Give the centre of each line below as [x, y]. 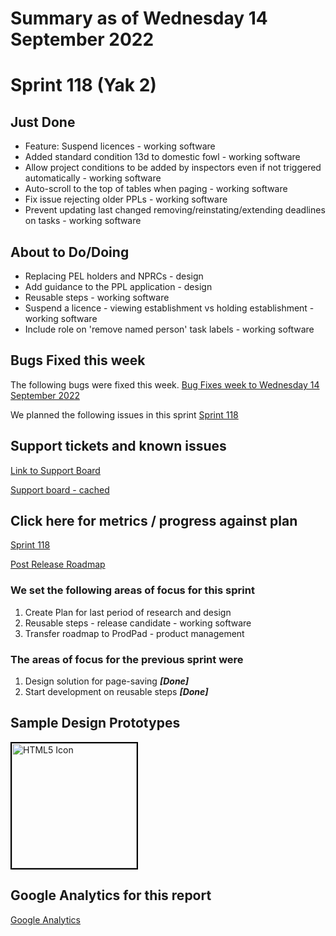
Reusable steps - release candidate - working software [138, 623]
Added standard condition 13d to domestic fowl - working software [162, 157]
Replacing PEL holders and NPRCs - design [114, 276]
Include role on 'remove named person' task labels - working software [169, 329]
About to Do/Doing [70, 252]
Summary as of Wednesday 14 [139, 18]
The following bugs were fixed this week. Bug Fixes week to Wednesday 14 [165, 384]
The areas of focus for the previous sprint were [127, 659]
